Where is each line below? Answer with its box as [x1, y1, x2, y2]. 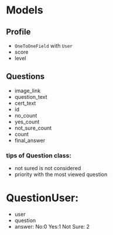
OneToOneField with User [14, 42, 73, 49]
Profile [6, 27, 31, 37]
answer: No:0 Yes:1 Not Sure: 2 [14, 223, 90, 230]
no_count [14, 112, 37, 119]
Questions [6, 71, 45, 82]
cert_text [14, 99, 36, 106]
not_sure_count [14, 124, 52, 132]
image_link [14, 87, 41, 94]
